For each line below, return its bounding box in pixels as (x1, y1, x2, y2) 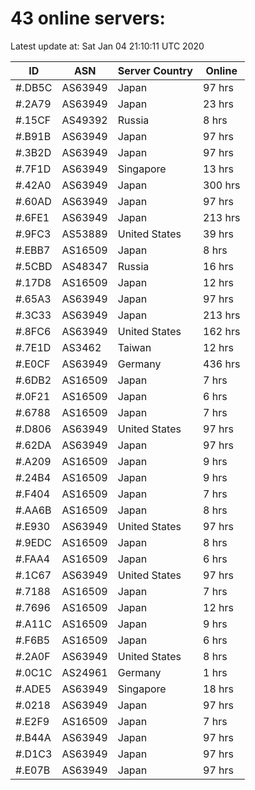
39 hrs (203, 227, 234, 241)
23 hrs (203, 97, 234, 111)
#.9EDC (15, 535, 52, 549)
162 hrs (203, 324, 241, 338)
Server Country (117, 63, 193, 77)
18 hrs (203, 682, 234, 696)
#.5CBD (15, 259, 53, 273)
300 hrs (203, 178, 241, 192)
